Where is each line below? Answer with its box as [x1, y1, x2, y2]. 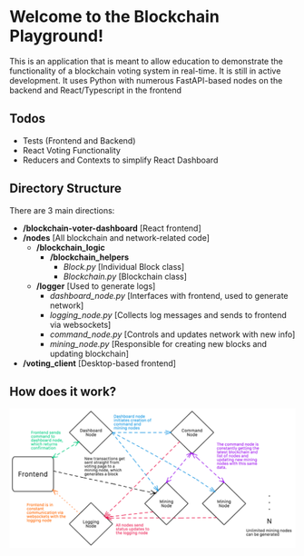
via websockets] [49, 319, 112, 330]
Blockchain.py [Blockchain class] [63, 271, 188, 282]
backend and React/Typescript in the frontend [9, 84, 182, 95]
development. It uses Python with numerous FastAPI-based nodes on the [9, 74, 283, 85]
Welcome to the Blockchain [9, 6, 220, 27]
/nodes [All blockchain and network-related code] [22, 232, 211, 243]
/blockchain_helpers [49, 252, 130, 263]
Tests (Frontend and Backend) [22, 134, 136, 146]
